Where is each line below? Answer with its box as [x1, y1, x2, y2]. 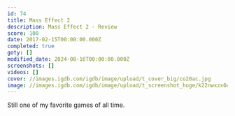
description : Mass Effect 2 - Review [7, 23, 117, 30]
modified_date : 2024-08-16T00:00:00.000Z [7, 56, 130, 63]
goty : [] [7, 50, 33, 57]
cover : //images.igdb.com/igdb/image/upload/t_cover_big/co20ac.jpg [7, 75, 211, 82]
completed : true [7, 43, 55, 50]
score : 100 [7, 29, 39, 37]
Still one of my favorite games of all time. [7, 101, 125, 109]
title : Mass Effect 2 [7, 17, 71, 24]
